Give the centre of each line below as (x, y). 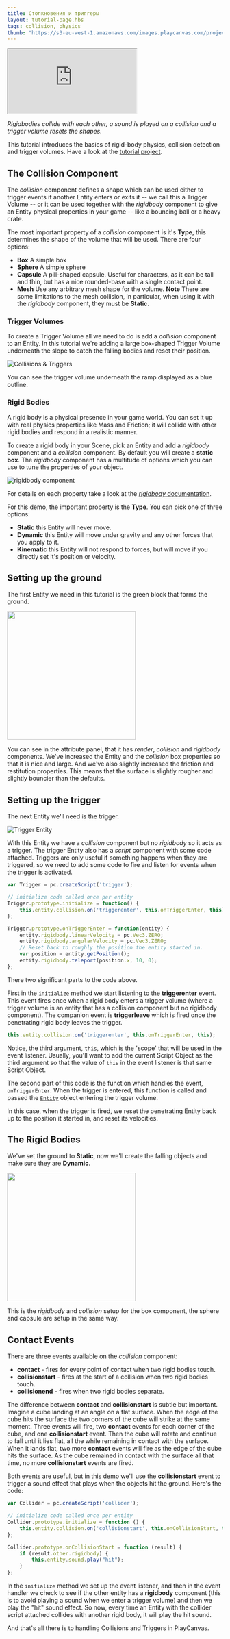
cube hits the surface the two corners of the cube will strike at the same (108, 1419)
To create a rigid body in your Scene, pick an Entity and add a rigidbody (108, 445)
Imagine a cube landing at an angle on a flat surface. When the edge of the (113, 1412)
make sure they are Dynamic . (49, 1163)
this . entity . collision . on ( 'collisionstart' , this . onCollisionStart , (119, 1528)
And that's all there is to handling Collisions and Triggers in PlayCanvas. (108, 1628)
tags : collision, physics (44, 26)
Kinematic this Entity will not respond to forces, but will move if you (113, 549)
